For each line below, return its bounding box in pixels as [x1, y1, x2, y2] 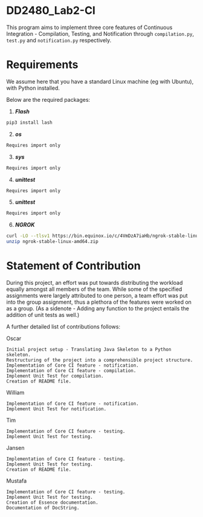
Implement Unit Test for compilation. [6, 373, 104, 379]
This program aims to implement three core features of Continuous [6, 24, 173, 31]
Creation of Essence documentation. [6, 499, 98, 505]
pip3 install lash [6, 119, 53, 125]
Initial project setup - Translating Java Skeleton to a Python [6, 346, 172, 352]
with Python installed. [6, 84, 60, 92]
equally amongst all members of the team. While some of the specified [6, 285, 182, 293]
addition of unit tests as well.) [6, 311, 80, 318]
